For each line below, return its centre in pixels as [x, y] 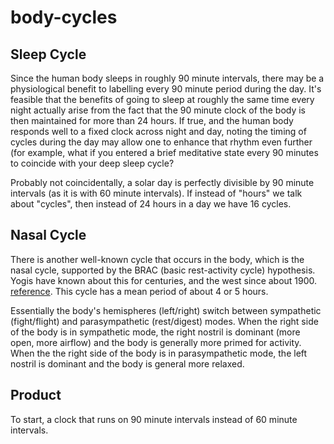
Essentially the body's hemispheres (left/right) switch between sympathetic [166, 310]
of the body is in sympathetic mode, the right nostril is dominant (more [155, 332]
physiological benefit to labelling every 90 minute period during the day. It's [166, 89]
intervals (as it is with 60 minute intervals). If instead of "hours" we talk [156, 193]
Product [36, 395]
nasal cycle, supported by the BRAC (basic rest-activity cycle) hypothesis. [163, 270]
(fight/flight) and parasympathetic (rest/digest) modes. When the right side [164, 321]
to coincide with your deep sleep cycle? [92, 163]
